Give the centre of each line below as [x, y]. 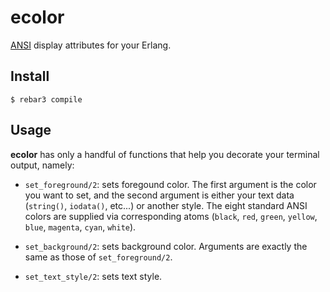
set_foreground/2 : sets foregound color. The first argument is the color [170, 184]
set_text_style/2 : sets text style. [93, 276]
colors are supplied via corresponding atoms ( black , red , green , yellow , [171, 216]
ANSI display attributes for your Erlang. [91, 45]
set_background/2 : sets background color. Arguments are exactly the [166, 246]
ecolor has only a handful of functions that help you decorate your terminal [165, 154]
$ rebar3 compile [46, 99]
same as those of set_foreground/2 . [98, 257]
